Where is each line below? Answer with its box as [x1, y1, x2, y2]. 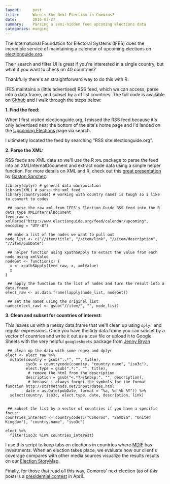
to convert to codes [5, 196, 49, 202]
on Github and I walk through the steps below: [5, 97, 101, 103]
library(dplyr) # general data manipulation [5, 183, 101, 188]
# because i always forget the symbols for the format [27, 380, 146, 385]
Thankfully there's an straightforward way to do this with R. [5, 76, 129, 82]
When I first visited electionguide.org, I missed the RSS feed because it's [5, 117, 157, 123]
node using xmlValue [5, 254, 49, 260]
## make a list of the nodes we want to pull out [7, 232, 115, 237]
